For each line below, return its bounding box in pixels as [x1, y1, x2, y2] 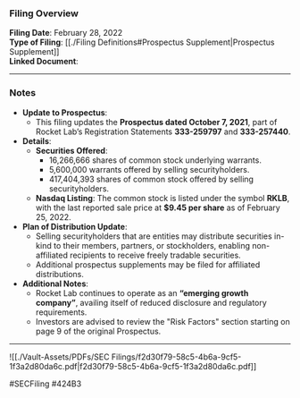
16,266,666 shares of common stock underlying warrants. [48, 155, 262, 165]
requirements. [35, 307, 87, 318]
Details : [21, 135, 52, 146]
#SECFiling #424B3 [9, 378, 82, 389]
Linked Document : [9, 56, 79, 67]
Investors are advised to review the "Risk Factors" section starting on [35, 316, 290, 326]
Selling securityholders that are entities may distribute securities [35, 231, 272, 241]
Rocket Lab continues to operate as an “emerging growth [35, 287, 249, 298]
